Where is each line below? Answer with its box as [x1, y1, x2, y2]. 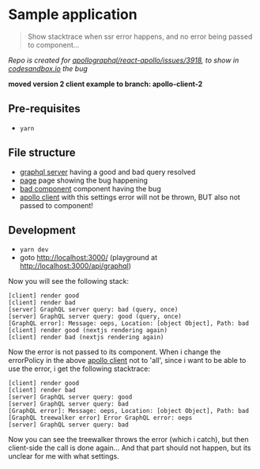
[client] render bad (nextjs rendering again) [8, 334, 164, 342]
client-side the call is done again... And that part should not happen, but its [8, 443, 251, 452]
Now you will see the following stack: [8, 277, 129, 286]
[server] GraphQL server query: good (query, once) [8, 312, 182, 321]
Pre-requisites [8, 102, 81, 115]
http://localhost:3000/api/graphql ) [19, 261, 132, 270]
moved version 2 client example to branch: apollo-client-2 [8, 79, 203, 89]
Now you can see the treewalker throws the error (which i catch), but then [8, 435, 249, 444]
